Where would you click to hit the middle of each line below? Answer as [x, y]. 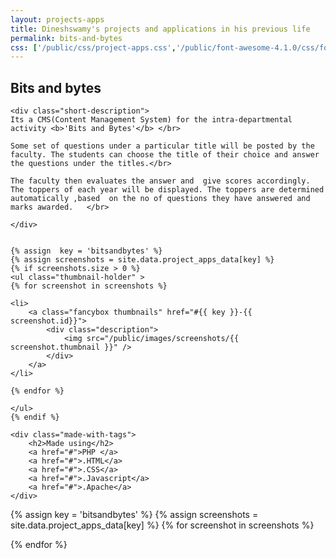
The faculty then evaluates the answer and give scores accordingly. [160, 181]
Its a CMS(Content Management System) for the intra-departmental [151, 120]
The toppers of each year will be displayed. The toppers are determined [167, 190]
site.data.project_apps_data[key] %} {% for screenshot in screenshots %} [162, 525]
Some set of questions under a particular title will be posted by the [162, 146]
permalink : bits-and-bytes [66, 38]
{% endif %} [35, 417]
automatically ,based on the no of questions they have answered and [160, 199]
